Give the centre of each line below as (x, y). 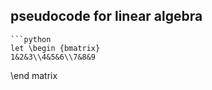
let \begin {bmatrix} (55, 48)
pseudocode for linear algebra (106, 16)
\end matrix (34, 75)
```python (31, 39)
